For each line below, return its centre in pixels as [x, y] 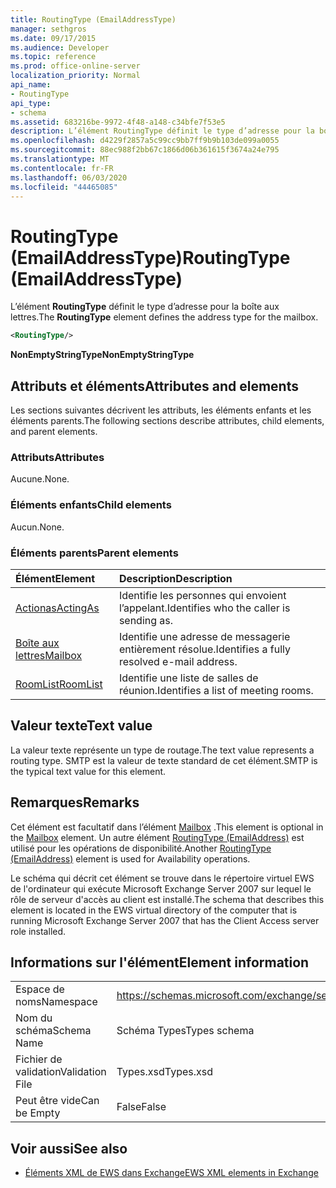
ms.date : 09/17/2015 [53, 38]
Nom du [34, 1018]
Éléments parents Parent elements [94, 553]
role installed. [38, 931]
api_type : [31, 103]
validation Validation [61, 1072]
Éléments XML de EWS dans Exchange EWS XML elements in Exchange [171, 1173]
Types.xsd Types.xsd [165, 1072]
